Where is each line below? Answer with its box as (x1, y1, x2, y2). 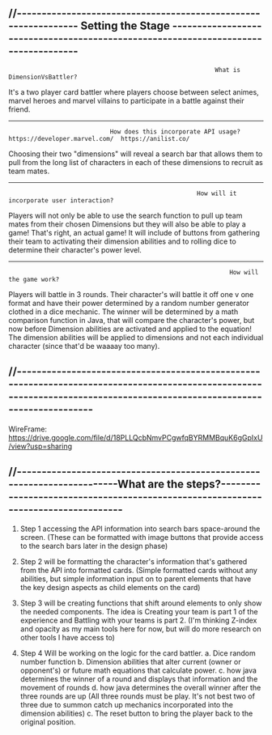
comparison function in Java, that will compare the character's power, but (8, 315, 255, 325)
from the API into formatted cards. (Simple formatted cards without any (19, 566, 257, 576)
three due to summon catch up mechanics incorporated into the (19, 700, 233, 710)
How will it (197, 189, 237, 198)
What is (215, 66, 241, 74)
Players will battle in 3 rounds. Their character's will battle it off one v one (8, 289, 254, 299)
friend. (8, 104, 31, 114)
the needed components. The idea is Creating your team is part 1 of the (19, 607, 258, 617)
